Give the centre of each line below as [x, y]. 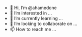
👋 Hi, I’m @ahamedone [33, 8]
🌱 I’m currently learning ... [36, 18]
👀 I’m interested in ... [31, 13]
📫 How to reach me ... [33, 29]
